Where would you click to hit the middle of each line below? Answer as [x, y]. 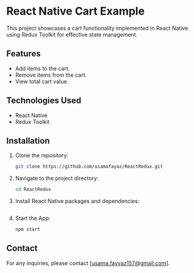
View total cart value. [42, 81]
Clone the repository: [42, 155]
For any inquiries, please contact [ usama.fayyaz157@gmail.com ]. [88, 263]
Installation [28, 140]
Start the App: [33, 218]
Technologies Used [44, 101]
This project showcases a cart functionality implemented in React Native [97, 28]
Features [23, 54]
